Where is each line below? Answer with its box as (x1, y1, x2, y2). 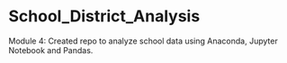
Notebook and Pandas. (8, 44, 94, 55)
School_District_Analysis (8, 6, 201, 27)
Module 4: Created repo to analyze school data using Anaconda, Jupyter (8, 35, 278, 46)
